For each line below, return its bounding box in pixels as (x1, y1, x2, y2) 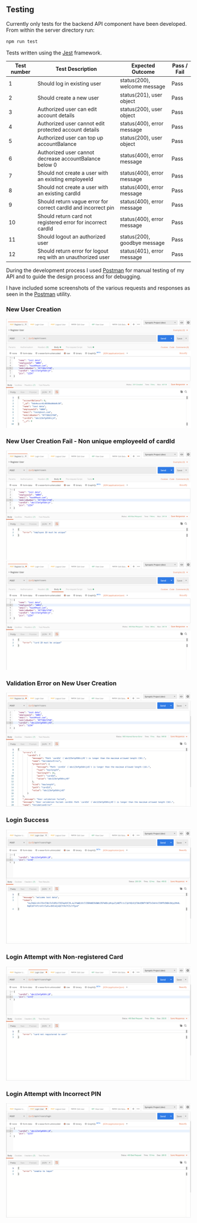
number (11, 69, 30, 76)
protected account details (37, 126, 100, 134)
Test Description (55, 65, 97, 72)
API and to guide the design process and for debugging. (6, 272, 142, 280)
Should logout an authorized (37, 233, 106, 240)
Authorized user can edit (37, 105, 97, 113)
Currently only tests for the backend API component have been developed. (6, 20, 187, 27)
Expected (131, 62, 155, 69)
